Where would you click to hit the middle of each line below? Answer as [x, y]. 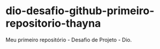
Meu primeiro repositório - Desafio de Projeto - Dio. [69, 40]
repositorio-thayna [54, 23]
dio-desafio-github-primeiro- [80, 11]
